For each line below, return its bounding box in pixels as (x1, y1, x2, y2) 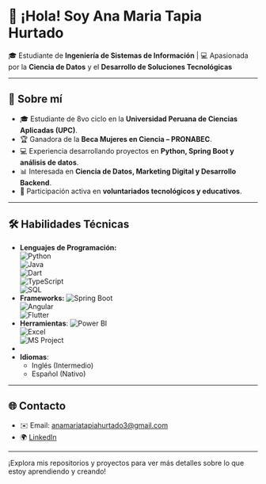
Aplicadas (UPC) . (19, 125, 78, 135)
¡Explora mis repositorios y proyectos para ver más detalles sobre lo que (8, 459, 245, 468)
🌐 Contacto (8, 399, 66, 413)
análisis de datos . (19, 158, 79, 167)
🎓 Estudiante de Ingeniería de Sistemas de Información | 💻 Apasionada (8, 51, 249, 60)
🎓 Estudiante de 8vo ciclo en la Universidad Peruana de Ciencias (19, 114, 238, 124)
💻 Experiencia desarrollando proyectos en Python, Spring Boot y (19, 146, 235, 155)
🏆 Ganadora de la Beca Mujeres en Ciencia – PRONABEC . (19, 134, 212, 143)
